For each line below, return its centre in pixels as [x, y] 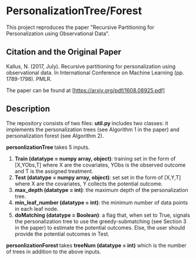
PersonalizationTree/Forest [74, 11]
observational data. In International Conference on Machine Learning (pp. [95, 73]
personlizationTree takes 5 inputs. [48, 147]
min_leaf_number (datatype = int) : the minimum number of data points [101, 203]
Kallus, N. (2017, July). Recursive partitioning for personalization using [91, 66]
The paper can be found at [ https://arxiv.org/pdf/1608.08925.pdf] [86, 90]
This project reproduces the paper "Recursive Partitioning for [80, 27]
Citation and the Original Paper [64, 52]
